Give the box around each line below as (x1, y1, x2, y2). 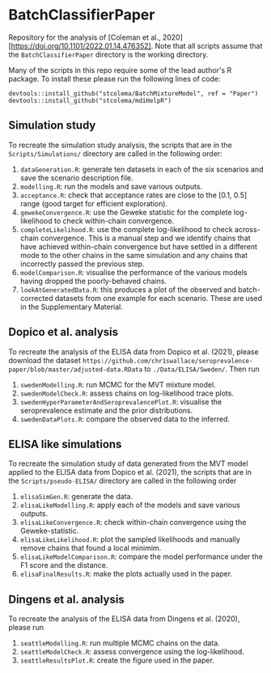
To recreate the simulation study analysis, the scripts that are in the (8, 140, 232, 150)
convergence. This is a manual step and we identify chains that (40, 233, 251, 243)
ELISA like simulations (8, 437, 122, 451)
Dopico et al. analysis (8, 325, 119, 339)
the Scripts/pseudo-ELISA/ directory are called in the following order (8, 476, 237, 486)
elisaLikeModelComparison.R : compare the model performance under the (19, 552, 263, 561)
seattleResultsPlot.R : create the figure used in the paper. (19, 655, 214, 665)
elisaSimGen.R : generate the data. (19, 492, 133, 502)
